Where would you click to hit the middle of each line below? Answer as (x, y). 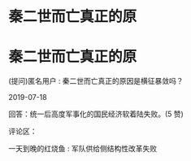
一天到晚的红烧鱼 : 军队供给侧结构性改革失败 (82, 149)
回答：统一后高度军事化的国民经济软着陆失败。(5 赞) (96, 114)
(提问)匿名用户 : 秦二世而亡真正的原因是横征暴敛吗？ (96, 81)
